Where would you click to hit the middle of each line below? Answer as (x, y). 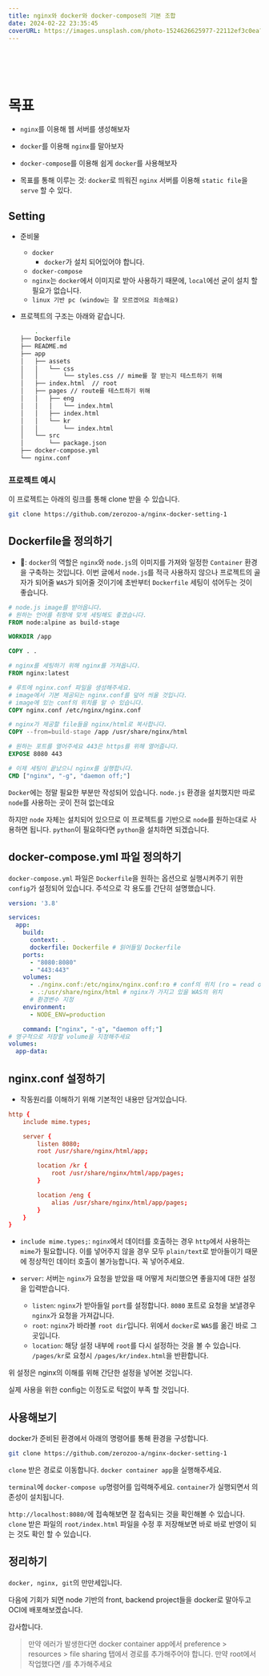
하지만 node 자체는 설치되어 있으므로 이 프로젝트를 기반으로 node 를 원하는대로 (128, 819)
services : (25, 918)
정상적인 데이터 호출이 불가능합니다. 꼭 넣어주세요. (106, 1261)
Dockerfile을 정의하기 (60, 541)
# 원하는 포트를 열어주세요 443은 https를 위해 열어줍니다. (94, 747)
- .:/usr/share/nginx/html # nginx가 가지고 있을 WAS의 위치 (126, 992)
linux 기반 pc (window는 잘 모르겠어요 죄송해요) (105, 300)
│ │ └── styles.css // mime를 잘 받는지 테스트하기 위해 (121, 376)
